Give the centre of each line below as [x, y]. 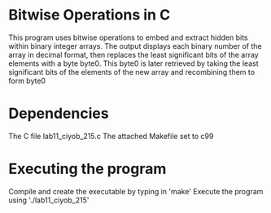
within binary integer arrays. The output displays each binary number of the [135, 46]
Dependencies [59, 113]
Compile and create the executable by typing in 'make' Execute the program [136, 191]
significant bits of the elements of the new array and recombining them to [131, 72]
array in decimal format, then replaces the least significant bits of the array [133, 54]
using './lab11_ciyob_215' [49, 200]
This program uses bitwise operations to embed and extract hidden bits [128, 37]
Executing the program [87, 169]
